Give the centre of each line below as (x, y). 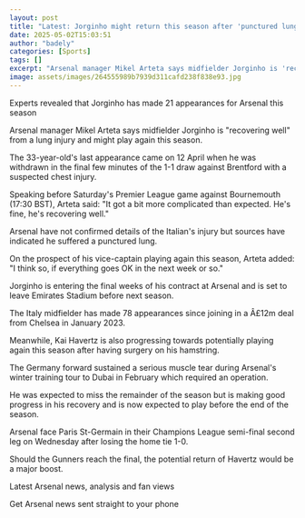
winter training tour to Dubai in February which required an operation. (139, 377)
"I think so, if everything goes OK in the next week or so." (117, 268)
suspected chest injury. (53, 176)
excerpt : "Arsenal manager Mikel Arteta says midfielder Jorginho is (144, 69)
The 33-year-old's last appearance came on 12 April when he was (133, 157)
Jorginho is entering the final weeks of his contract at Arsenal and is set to (148, 285)
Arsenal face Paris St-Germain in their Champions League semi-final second (152, 432)
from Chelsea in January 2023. (67, 323)
